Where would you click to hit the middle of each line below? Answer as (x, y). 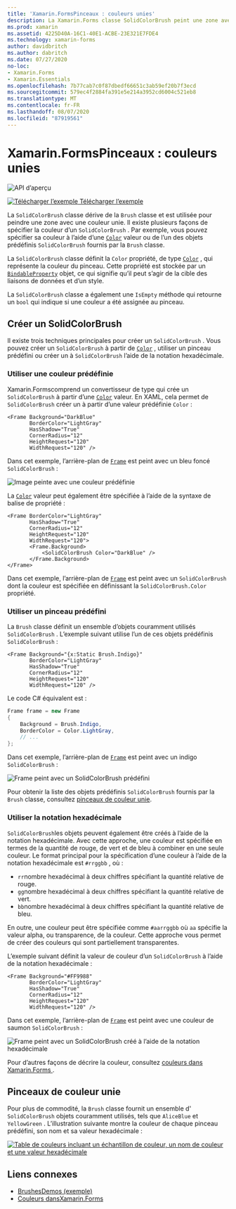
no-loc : (19, 66)
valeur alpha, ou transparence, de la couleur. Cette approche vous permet (114, 935)
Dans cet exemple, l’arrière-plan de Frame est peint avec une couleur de (111, 1020)
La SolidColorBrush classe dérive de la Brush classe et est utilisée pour (110, 214)
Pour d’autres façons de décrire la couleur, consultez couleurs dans (105, 1062)
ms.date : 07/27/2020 (38, 60)
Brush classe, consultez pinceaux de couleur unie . (80, 799)
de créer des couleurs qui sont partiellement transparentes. (93, 942)
